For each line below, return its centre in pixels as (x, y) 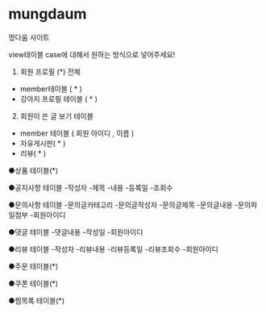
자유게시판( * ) (43, 143)
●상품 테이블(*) (33, 170)
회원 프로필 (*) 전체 (50, 71)
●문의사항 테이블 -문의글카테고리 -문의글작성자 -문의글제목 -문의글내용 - (123, 204)
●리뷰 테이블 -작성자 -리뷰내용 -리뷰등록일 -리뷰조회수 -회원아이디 (114, 249)
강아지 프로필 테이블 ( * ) (59, 98)
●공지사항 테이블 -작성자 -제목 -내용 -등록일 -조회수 (91, 187)
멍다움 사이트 (29, 37)
